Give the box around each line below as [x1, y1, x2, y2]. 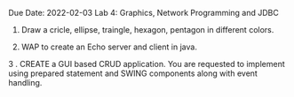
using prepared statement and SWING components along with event [8, 68, 258, 78]
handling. [8, 78, 43, 87]
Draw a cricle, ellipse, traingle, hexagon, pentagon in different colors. [20, 25, 274, 34]
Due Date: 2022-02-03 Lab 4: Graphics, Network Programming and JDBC [8, 8, 279, 18]
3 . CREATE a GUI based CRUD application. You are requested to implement [8, 59, 285, 69]
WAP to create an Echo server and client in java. [20, 41, 197, 52]
